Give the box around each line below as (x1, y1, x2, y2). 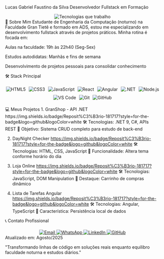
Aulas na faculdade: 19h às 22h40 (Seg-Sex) (5, 44, 96, 50)
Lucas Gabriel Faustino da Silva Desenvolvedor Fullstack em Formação (5, 4, 149, 10)
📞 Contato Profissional (5, 218, 49, 224)
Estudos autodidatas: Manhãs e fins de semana (5, 54, 101, 60)
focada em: (5, 34, 28, 40)
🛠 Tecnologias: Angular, (90, 201, 139, 207)
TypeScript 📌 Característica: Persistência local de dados (12, 208, 126, 214)
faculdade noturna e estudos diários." (5, 250, 82, 255)
